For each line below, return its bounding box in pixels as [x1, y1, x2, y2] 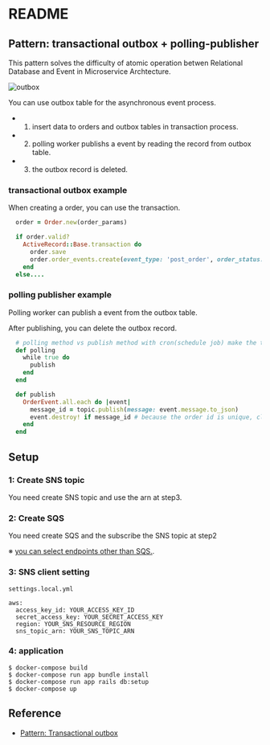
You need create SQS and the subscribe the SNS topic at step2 [8, 531, 217, 541]
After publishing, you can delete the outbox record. [8, 323, 178, 333]
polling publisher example [8, 289, 112, 301]
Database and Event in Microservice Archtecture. [8, 67, 171, 76]
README [8, 5, 69, 23]
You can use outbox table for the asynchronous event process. [8, 98, 217, 107]
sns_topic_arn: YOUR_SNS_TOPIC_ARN [15, 627, 135, 635]
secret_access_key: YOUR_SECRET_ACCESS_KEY [15, 612, 163, 621]
